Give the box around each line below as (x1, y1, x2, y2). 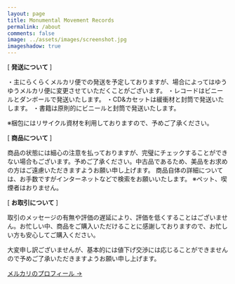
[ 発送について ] (7, 63, 53, 71)
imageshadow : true (7, 43, 61, 50)
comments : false (7, 29, 55, 37)
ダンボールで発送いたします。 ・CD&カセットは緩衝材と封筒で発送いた (19, 95, 224, 104)
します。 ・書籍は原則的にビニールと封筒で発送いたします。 (7, 104, 180, 112)
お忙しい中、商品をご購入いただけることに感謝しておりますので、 (19, 222, 210, 230)
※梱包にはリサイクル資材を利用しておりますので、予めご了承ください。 (7, 119, 213, 127)
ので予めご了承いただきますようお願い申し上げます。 (7, 255, 161, 262)
